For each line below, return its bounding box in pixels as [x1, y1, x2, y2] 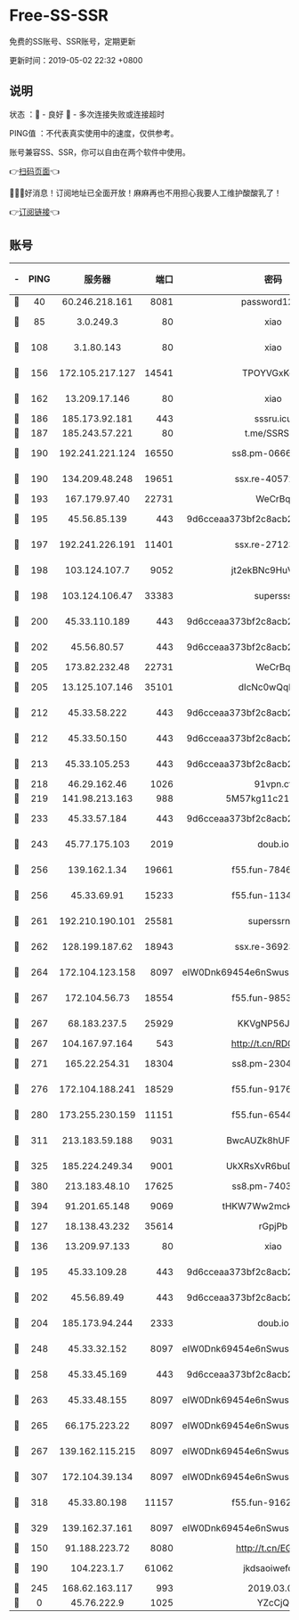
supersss [254, 589, 293, 601]
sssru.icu [254, 412, 293, 424]
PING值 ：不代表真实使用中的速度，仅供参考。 [9, 127, 179, 138]
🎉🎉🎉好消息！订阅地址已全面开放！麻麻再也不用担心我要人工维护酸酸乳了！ [9, 187, 282, 198]
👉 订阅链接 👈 [9, 206, 61, 217]
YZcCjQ [256, 1596, 290, 1608]
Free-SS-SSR [9, 5, 109, 26]
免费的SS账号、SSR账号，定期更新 [9, 36, 136, 46]
